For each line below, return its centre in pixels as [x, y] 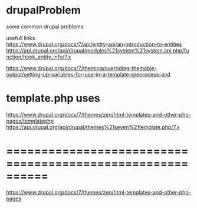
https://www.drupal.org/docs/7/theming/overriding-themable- [82, 68]
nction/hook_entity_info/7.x [39, 57]
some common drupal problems [45, 27]
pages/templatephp [30, 121]
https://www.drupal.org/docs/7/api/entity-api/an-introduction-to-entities [94, 44]
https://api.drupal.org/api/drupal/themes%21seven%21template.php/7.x [93, 127]
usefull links [21, 38]
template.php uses [53, 98]
